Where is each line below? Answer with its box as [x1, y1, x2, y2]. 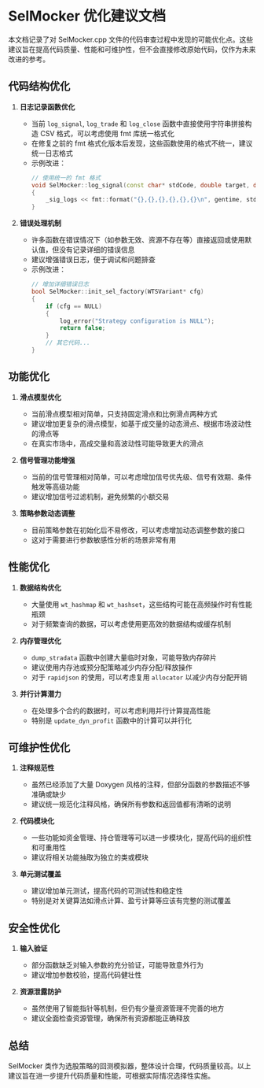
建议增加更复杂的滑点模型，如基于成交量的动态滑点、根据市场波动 [31, 419, 245, 428]
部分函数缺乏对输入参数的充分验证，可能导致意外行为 [31, 960, 204, 970]
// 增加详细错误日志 [31, 280, 90, 288]
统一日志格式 [31, 148, 73, 157]
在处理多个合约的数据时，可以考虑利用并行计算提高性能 [31, 705, 211, 715]
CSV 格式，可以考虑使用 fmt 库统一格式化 [40, 128, 175, 138]
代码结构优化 [8, 80, 71, 93]
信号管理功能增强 [19, 455, 75, 464]
